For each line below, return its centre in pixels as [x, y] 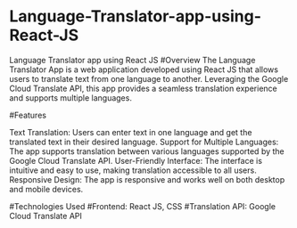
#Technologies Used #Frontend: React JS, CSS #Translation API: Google [143, 206]
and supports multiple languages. [70, 98]
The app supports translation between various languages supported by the [147, 151]
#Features [28, 115]
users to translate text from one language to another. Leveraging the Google [149, 78]
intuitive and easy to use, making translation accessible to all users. [133, 170]
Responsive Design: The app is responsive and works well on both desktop [147, 179]
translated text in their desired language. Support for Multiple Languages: [144, 142]
